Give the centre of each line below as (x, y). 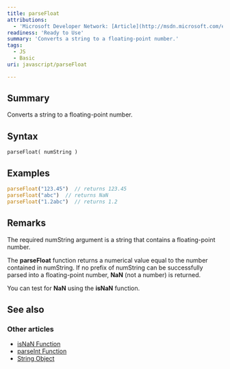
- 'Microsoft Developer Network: (61, 26)
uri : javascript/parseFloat (47, 64)
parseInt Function (42, 351)
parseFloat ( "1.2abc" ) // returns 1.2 (62, 202)
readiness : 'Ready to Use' (46, 33)
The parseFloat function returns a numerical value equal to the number (107, 260)
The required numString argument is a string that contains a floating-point (111, 239)
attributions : (27, 20)
